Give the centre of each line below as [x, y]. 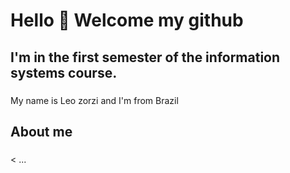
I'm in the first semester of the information [145, 57]
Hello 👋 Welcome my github [127, 20]
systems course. [64, 72]
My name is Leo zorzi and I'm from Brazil [94, 100]
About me [41, 131]
